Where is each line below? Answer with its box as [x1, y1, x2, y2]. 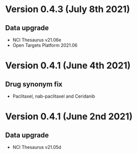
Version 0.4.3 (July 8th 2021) [5, 4, 130, 15]
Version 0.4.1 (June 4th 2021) [5, 60, 131, 71]
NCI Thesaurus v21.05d [12, 144, 61, 150]
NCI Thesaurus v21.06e [12, 37, 61, 43]
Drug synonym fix [5, 80, 63, 89]
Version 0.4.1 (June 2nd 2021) [5, 111, 132, 122]
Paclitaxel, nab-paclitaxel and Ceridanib [12, 93, 96, 99]
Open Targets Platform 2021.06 [12, 42, 78, 48]
